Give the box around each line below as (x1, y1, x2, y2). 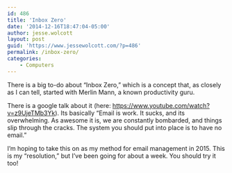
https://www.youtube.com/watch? (112, 101, 210, 109)
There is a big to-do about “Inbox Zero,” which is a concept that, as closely (7, 80, 222, 89)
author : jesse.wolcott (7, 29, 73, 37)
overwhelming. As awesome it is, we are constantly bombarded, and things (7, 116, 222, 125)
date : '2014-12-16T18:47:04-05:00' (7, 23, 110, 30)
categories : (7, 55, 42, 62)
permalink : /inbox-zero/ (7, 49, 79, 56)
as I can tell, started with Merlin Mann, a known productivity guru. (7, 88, 195, 96)
